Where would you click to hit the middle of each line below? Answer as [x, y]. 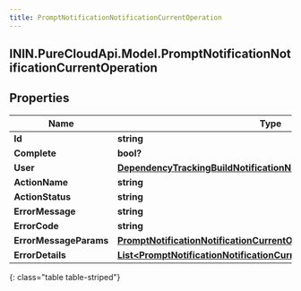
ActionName [41, 182]
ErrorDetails [40, 254]
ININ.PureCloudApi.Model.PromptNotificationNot [150, 54]
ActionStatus [43, 196]
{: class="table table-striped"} [65, 277]
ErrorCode [37, 226]
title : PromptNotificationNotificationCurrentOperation [116, 17]
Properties [39, 98]
